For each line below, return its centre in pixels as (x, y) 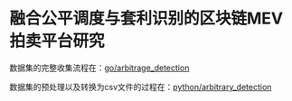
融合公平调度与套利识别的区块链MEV (146, 18)
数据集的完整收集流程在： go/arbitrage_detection (99, 68)
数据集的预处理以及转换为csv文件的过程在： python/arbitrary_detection (141, 87)
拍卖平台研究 (57, 41)
